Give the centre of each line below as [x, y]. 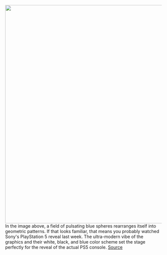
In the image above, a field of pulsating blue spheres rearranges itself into [81, 226]
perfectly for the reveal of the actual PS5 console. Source [64, 247]
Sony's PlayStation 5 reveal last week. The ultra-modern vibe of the [74, 237]
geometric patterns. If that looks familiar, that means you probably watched [82, 231]
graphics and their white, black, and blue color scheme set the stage [75, 242]
